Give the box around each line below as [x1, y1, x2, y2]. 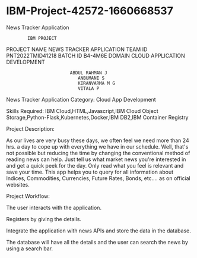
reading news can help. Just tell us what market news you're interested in [6, 156, 186, 163]
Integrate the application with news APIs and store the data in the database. [6, 227, 192, 234]
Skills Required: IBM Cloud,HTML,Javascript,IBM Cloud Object [6, 107, 158, 114]
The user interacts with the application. [6, 204, 102, 211]
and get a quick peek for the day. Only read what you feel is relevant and [6, 162, 184, 169]
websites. [6, 181, 30, 188]
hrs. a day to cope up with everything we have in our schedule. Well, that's [6, 143, 189, 150]
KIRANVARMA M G [78, 80, 116, 86]
